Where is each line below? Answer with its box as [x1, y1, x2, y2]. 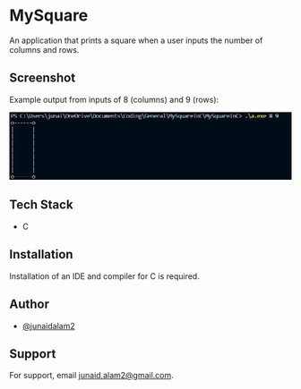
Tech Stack [9, 198, 73, 213]
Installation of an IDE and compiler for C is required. [9, 270, 200, 282]
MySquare [9, 5, 89, 26]
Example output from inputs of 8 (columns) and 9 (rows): [9, 94, 219, 105]
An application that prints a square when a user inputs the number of [9, 35, 263, 46]
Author [9, 297, 49, 312]
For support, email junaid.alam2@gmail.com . [9, 370, 175, 381]
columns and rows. [9, 44, 80, 55]
